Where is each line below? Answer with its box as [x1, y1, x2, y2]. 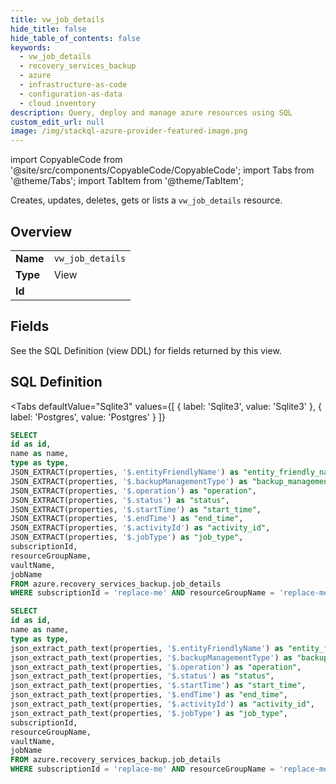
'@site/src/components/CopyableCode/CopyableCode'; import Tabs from [10, 164, 315, 176]
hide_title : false [10, 24, 87, 34]
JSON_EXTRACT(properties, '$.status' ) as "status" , [10, 495, 230, 505]
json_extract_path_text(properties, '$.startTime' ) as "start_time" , [10, 681, 307, 691]
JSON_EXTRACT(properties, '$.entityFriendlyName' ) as [10, 467, 240, 478]
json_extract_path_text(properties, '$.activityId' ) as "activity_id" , [10, 699, 315, 710]
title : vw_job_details [10, 14, 105, 25]
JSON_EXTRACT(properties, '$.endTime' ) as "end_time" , [10, 514, 244, 524]
